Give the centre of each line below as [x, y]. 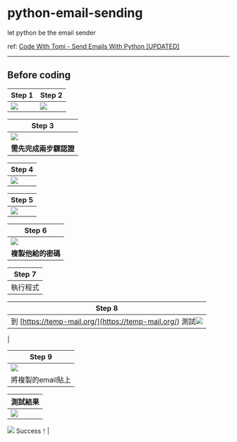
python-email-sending [75, 13]
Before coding [39, 75]
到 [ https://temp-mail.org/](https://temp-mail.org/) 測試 [103, 321]
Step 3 [43, 125]
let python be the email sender [52, 33]
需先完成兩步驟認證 [43, 149]
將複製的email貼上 [41, 380]
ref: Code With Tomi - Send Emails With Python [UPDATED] [93, 46]
